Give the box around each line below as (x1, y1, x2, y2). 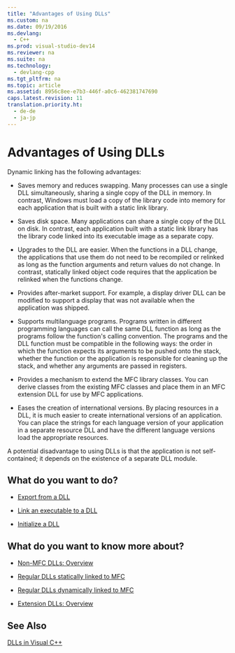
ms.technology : (7, 62, 52, 69)
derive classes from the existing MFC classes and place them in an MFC (17, 382, 226, 391)
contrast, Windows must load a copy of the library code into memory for (17, 196, 226, 204)
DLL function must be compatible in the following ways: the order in (17, 339, 213, 347)
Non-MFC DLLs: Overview (17, 559, 94, 567)
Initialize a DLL (17, 520, 60, 529)
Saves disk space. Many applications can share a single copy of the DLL (17, 217, 226, 225)
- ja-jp (13, 114, 36, 121)
